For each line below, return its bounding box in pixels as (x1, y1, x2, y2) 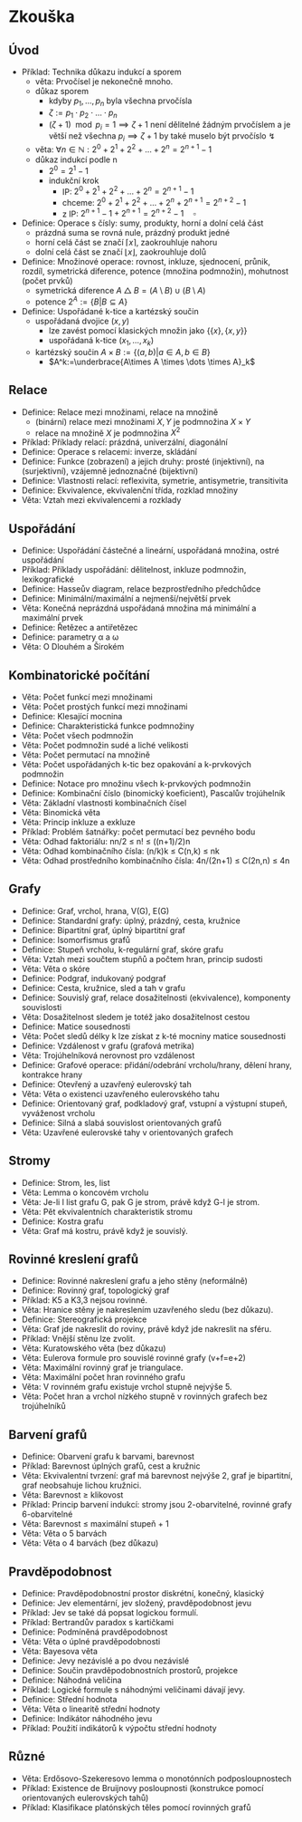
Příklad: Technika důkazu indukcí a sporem (21, 66, 182, 77)
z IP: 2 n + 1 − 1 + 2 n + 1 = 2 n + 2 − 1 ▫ (61, 207, 196, 219)
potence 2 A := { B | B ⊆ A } (34, 294, 128, 307)
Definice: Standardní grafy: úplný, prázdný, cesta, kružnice (21, 915, 241, 926)
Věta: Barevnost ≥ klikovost (21, 1489, 124, 1500)
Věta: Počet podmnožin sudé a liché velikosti (21, 740, 189, 751)
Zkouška (8, 6, 75, 27)
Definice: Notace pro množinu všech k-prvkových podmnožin (21, 778, 251, 789)
